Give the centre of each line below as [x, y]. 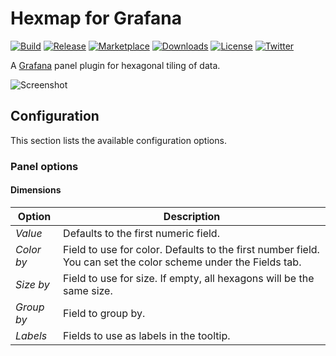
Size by [32, 284]
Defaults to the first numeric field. [141, 233]
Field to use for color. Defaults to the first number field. [191, 249]
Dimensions [36, 190]
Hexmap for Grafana [96, 18]
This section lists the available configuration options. [118, 140]
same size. [88, 290]
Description [192, 216]
